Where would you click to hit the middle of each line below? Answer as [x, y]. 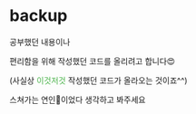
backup [39, 16]
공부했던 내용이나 [40, 42]
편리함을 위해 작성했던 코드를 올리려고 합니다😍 [92, 61]
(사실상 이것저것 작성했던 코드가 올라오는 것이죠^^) [98, 80]
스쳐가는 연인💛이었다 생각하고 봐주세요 [78, 100]
